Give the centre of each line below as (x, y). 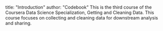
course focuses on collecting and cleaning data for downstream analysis (82, 18)
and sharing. (18, 23)
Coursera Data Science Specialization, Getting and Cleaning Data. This (80, 12)
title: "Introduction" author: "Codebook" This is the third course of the (79, 7)
